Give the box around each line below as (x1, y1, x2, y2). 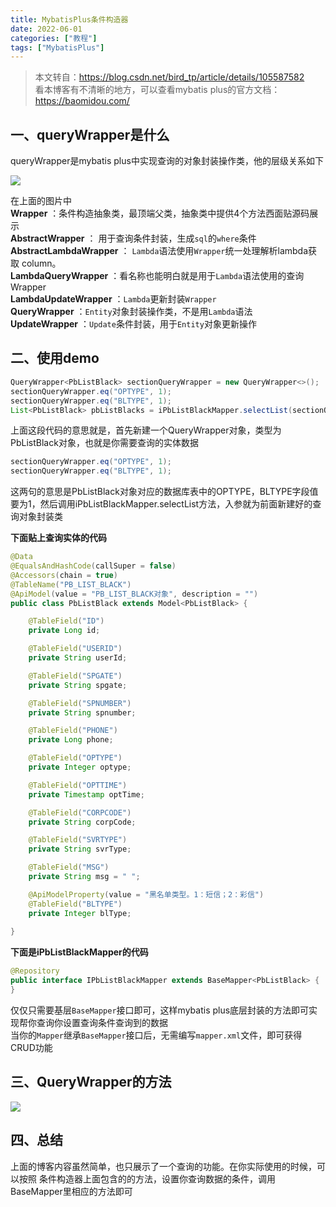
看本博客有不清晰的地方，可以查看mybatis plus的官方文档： (34, 84, 281, 96)
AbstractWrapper (10, 232, 85, 245)
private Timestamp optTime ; (28, 789, 145, 800)
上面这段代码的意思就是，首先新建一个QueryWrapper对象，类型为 (10, 424, 282, 436)
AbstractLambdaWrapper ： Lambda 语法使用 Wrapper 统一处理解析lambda (10, 245, 309, 257)
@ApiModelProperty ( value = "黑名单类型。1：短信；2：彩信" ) (28, 889, 265, 900)
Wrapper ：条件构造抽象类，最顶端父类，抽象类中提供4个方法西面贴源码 (10, 207, 310, 220)
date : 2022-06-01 (10, 24, 83, 34)
